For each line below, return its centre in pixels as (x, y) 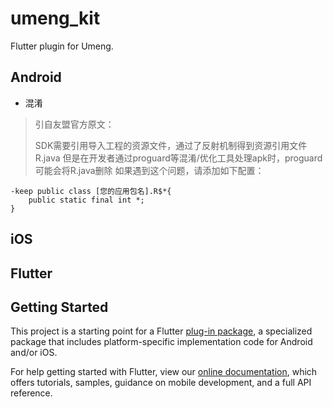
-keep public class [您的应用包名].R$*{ (91, 191)
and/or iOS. (34, 353)
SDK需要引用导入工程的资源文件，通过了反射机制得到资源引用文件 (171, 145)
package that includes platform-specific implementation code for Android (161, 342)
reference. (31, 393)
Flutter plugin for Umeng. (62, 46)
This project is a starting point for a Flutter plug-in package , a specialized (161, 331)
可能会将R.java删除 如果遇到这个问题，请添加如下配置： (149, 170)
